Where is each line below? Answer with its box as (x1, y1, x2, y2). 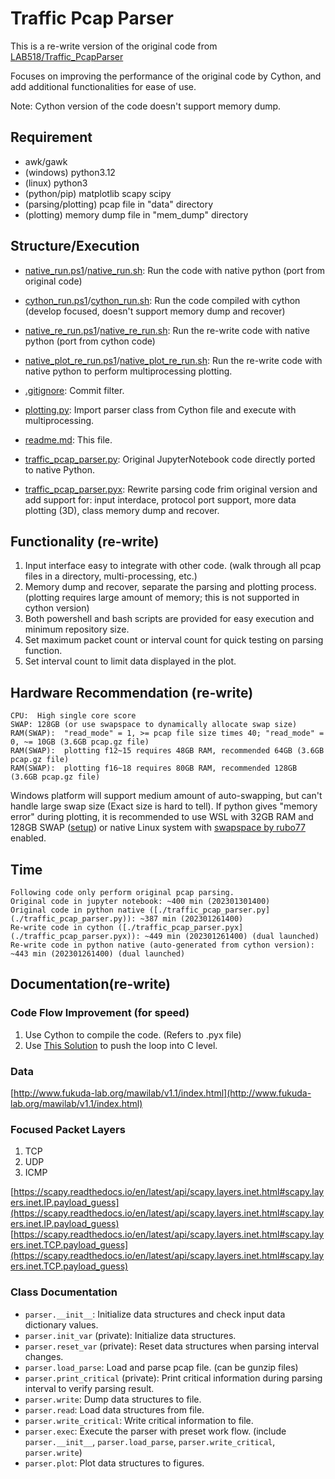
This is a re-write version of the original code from (10, 40, 218, 52)
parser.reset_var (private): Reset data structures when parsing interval (24, 1340, 320, 1352)
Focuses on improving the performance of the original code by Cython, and (10, 70, 322, 82)
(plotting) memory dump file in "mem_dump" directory (24, 208, 249, 221)
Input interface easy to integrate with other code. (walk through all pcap (24, 560, 322, 572)
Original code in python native (10, 905, 145, 915)
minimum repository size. (24, 623, 130, 636)
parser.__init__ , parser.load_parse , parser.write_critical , (24, 1435, 276, 1447)
